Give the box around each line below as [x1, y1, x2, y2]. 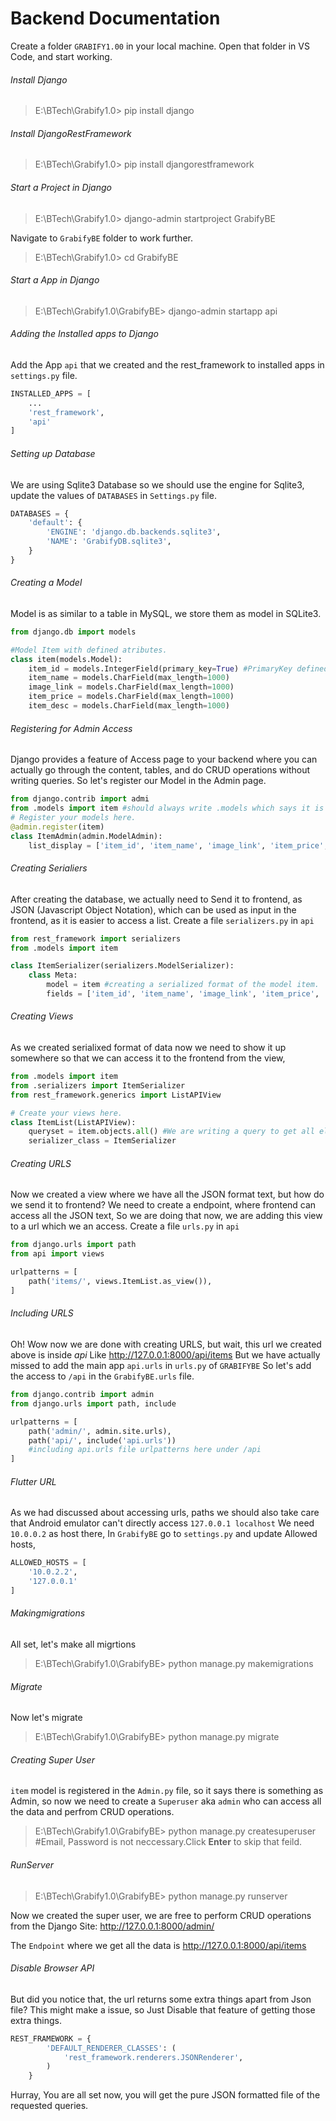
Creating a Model [10, 577, 83, 589]
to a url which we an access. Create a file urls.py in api [10, 1220, 240, 1232]
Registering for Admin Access [10, 722, 133, 734]
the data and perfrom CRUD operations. [10, 1806, 175, 1818]
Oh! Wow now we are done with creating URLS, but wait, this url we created [10, 1338, 322, 1350]
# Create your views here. [10, 1108, 123, 1118]
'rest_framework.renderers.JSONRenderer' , [63, 2052, 244, 2062]
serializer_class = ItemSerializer [28, 1136, 177, 1146]
